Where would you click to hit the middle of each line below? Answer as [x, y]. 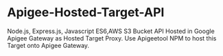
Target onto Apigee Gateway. [48, 45]
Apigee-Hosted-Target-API [86, 12]
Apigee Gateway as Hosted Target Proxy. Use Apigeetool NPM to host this [112, 38]
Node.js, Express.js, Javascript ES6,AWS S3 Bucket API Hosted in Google [111, 31]
